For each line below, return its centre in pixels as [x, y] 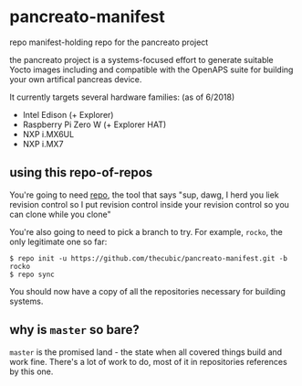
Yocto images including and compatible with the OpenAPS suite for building [151, 70]
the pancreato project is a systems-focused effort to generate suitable [141, 59]
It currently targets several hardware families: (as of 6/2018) [122, 97]
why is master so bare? [74, 330]
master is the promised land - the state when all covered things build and [146, 352]
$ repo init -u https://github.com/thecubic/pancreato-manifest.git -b [148, 258]
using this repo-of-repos [81, 172]
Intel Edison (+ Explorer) [68, 114]
